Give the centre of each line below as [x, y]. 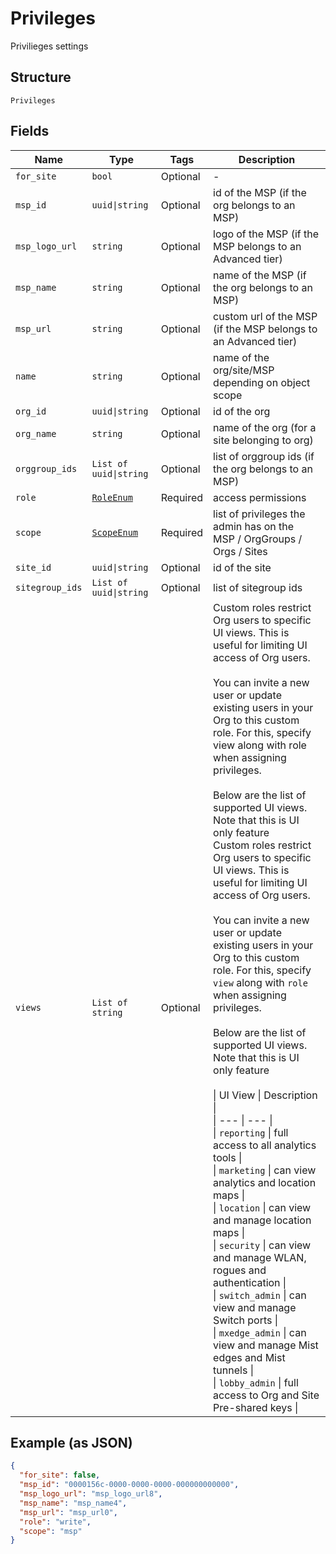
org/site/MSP [244, 370]
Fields [30, 131]
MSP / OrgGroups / [258, 539]
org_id [31, 411]
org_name [36, 433]
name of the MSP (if [260, 275]
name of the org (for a [265, 427]
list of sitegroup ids [258, 587]
